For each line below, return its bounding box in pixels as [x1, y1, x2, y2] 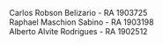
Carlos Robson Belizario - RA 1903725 [9, 8, 148, 18]
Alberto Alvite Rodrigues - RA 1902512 [9, 26, 148, 36]
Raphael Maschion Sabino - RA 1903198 [9, 17, 154, 27]
